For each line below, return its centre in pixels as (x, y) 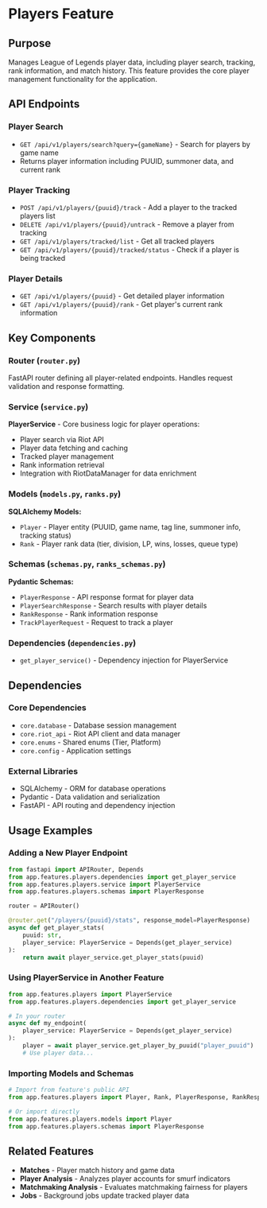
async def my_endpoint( (48, 1023)
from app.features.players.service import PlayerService (104, 884)
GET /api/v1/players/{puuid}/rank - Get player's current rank (121, 305)
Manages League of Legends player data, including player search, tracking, (132, 62)
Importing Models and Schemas (71, 1073)
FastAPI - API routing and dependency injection (97, 806)
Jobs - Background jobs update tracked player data (104, 1196)
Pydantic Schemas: (41, 581)
